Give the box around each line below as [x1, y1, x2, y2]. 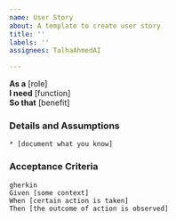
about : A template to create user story [9, 21, 162, 30]
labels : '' [9, 37, 50, 47]
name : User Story [9, 12, 74, 22]
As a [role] [9, 78, 48, 89]
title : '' [9, 29, 46, 38]
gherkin [9, 180, 38, 190]
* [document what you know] [9, 140, 114, 149]
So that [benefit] [9, 97, 70, 108]
